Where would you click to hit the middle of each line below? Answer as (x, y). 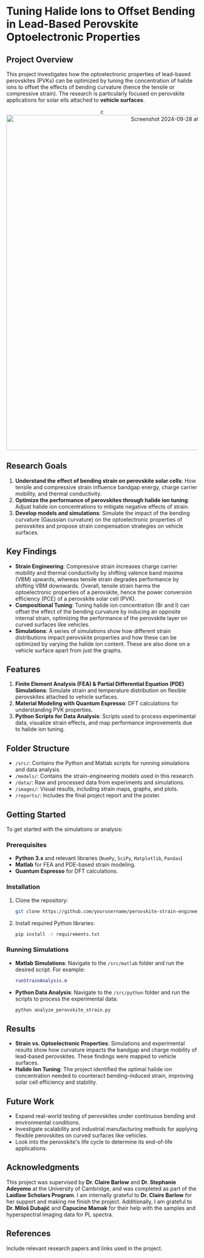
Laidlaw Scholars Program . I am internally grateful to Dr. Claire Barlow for (99, 1195)
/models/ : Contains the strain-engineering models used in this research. (105, 776)
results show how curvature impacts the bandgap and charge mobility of (106, 1050)
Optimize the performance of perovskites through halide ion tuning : (102, 500)
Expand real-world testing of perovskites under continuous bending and (105, 1116)
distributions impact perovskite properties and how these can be (96, 637)
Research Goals (37, 466)
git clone (28, 911)
